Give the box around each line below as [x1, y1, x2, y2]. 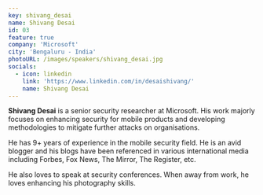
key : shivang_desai [8, 11, 72, 20]
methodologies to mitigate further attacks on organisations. [8, 123, 200, 132]
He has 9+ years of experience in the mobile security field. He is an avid [8, 138, 242, 148]
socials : [8, 63, 37, 71]
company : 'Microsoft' [8, 41, 79, 49]
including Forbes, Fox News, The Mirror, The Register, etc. [8, 155, 196, 164]
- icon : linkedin [15, 70, 72, 78]
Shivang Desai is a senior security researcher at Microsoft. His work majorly [8, 106, 255, 116]
